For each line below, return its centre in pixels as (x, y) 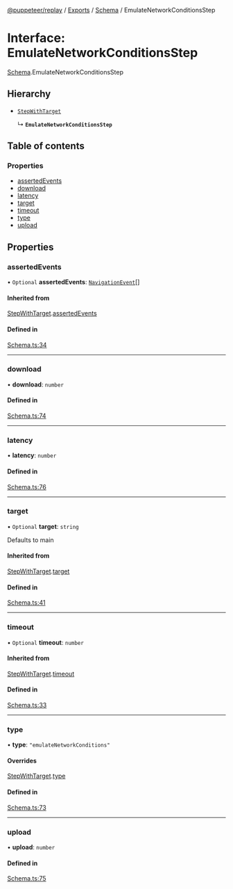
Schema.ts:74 (27, 416)
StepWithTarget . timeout (41, 674)
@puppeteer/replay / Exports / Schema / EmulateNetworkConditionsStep (111, 10)
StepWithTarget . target (38, 571)
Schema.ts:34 (27, 345)
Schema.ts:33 (27, 705)
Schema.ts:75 (27, 879)
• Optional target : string (43, 526)
